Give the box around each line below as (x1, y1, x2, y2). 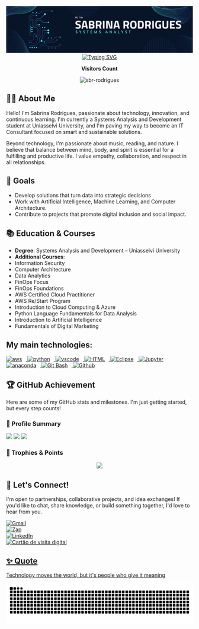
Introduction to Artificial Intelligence (14, 317, 102, 324)
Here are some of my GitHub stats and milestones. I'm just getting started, (6, 398, 187, 406)
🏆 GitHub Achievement (6, 379, 95, 390)
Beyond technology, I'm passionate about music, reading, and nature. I (6, 139, 179, 147)
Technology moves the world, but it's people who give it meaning (6, 571, 166, 579)
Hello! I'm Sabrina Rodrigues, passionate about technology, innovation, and (6, 109, 190, 116)
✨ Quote (6, 555, 38, 566)
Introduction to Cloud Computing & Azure (14, 304, 116, 311)
